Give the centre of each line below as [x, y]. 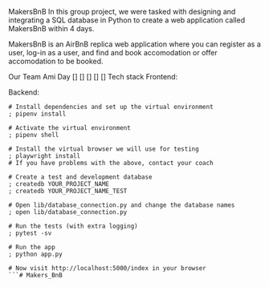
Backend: [24, 92]
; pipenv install [37, 114]
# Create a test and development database [80, 177]
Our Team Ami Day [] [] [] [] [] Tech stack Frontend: [93, 77]
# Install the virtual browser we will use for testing [104, 149]
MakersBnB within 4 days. [51, 28]
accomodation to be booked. [56, 61]
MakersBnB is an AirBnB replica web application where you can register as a [134, 44]
